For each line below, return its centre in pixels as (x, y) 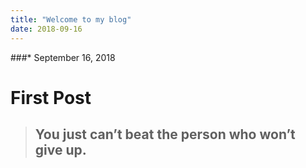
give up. (60, 150)
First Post (51, 97)
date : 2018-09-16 (46, 29)
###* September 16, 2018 (63, 57)
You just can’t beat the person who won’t (165, 134)
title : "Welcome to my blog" (71, 19)
